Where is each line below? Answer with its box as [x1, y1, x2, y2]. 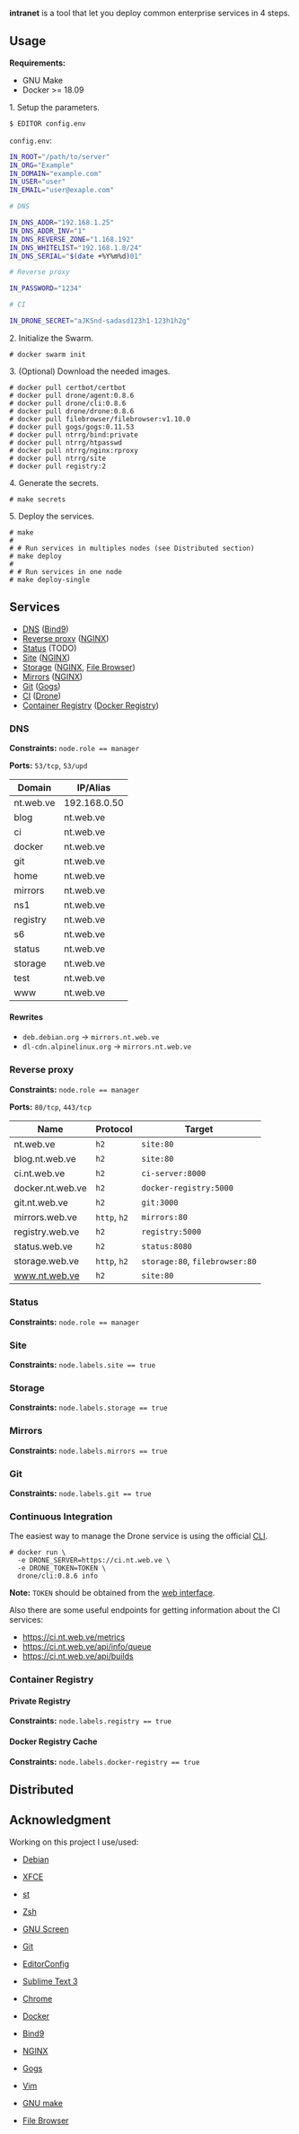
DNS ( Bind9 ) [22, 624, 69, 634]
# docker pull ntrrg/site [9, 454, 106, 463]
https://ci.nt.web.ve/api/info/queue [22, 1642, 152, 1652]
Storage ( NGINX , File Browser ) [22, 661, 136, 672]
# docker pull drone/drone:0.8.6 [9, 406, 135, 416]
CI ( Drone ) [22, 690, 61, 701]
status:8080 [141, 1241, 193, 1252]
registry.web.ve [13, 1226, 80, 1238]
